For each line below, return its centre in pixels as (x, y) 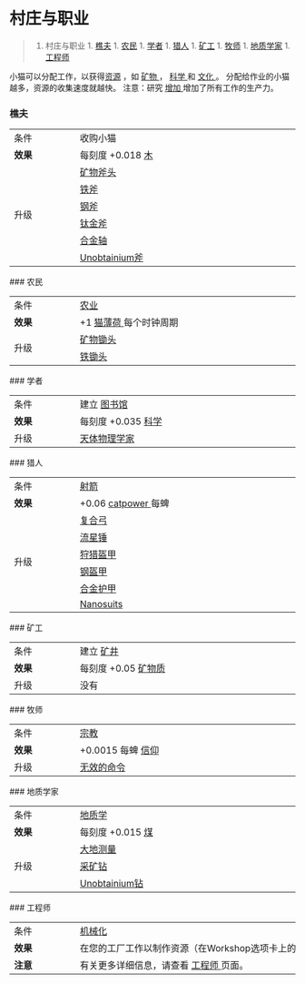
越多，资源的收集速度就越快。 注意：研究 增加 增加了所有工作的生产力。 (144, 87)
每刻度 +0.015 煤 (117, 832)
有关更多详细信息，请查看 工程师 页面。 (164, 966)
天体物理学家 (108, 439)
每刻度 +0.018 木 (117, 156)
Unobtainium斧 (112, 258)
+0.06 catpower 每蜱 (125, 503)
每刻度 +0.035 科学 (121, 421)
